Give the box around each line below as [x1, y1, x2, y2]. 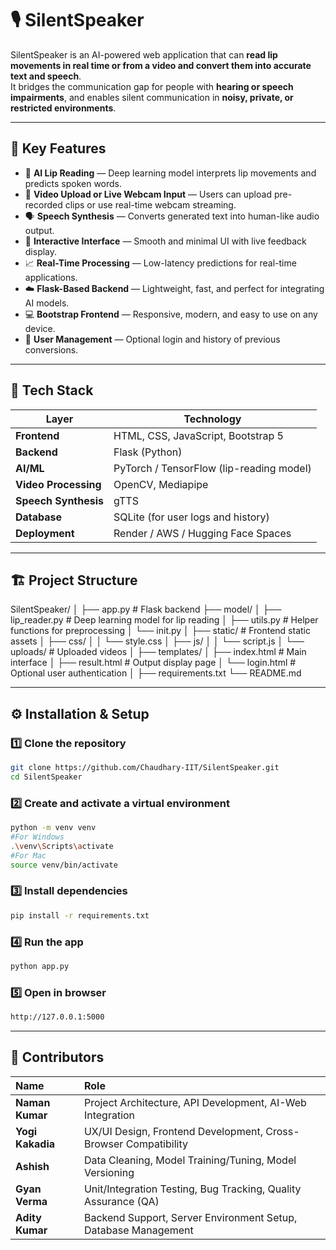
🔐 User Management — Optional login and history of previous [24, 333, 281, 345]
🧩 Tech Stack [10, 382, 94, 399]
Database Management [83, 1223, 194, 1237]
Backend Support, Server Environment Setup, [83, 1210, 298, 1224]
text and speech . [10, 70, 82, 82]
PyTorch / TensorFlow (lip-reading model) [113, 461, 312, 475]
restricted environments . [10, 102, 117, 114]
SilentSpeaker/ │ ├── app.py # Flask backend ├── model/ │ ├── [10, 603, 282, 616]
